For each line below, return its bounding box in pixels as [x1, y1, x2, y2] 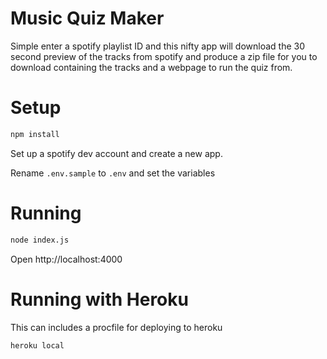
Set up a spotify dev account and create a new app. [10, 147, 223, 159]
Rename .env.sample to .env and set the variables [10, 167, 216, 179]
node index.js [10, 235, 70, 245]
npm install [10, 129, 60, 139]
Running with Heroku [10, 288, 189, 311]
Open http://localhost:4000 [10, 253, 123, 265]
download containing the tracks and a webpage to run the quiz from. [10, 61, 293, 73]
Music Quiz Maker [10, 7, 165, 30]
